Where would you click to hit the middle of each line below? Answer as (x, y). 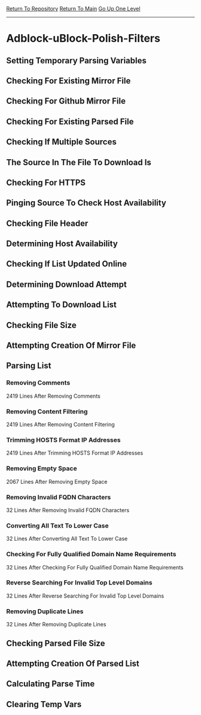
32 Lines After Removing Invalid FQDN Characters (68, 510)
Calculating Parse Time (51, 684)
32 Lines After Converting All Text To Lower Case (67, 539)
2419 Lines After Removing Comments (53, 396)
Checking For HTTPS (46, 182)
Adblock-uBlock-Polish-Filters (83, 39)
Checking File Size (41, 325)
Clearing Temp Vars (44, 704)
